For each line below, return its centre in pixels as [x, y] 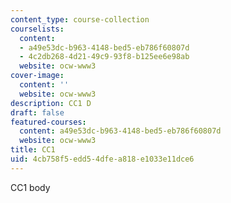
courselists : [37, 29]
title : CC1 [33, 150]
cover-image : [37, 76]
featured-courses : [48, 122]
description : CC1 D [51, 103]
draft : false [37, 112]
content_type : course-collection [80, 19]
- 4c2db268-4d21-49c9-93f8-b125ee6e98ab [104, 57]
